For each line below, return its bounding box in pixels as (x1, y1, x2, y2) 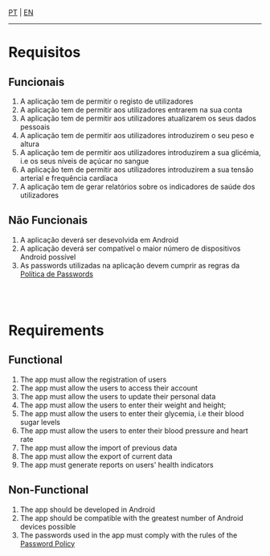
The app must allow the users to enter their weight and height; (19, 400, 227, 410)
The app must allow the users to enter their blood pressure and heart (19, 426, 249, 435)
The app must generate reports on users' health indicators (19, 460, 215, 469)
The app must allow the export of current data (19, 451, 173, 461)
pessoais (19, 122, 51, 132)
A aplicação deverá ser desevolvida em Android (19, 235, 179, 244)
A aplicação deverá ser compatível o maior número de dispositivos (19, 243, 241, 253)
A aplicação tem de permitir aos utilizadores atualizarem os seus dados (19, 113, 257, 123)
